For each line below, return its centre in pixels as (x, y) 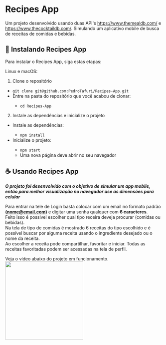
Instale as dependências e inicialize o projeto (59, 115)
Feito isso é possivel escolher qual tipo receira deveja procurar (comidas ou (83, 217)
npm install (32, 135)
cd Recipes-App (35, 106)
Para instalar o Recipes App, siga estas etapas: (53, 62)
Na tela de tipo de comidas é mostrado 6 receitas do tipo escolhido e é (78, 228)
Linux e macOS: (21, 71)
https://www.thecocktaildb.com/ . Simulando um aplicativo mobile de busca (82, 28)
